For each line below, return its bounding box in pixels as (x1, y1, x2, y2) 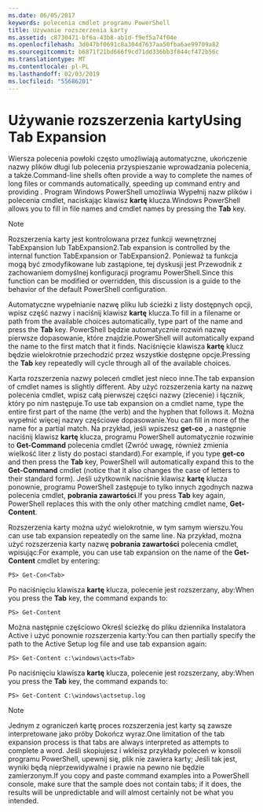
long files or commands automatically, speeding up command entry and (8, 179, 241, 189)
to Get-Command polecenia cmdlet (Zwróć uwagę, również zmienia (8, 441, 229, 450)
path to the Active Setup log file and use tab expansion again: (8, 639, 207, 649)
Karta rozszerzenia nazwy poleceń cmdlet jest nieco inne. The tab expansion (8, 374, 255, 383)
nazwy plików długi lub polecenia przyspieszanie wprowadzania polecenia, (8, 162, 251, 172)
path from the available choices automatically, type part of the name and (8, 316, 243, 327)
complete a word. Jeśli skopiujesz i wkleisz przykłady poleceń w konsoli (8, 746, 242, 755)
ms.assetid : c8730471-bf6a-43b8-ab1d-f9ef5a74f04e (8, 33, 177, 42)
